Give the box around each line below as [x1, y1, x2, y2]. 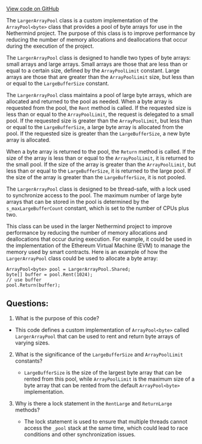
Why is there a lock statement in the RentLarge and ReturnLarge [14, 399, 172, 407]
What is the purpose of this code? [14, 314, 99, 322]
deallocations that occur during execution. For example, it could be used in [6, 235, 192, 243]
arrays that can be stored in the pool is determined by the [6, 198, 150, 205]
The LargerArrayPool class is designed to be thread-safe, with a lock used [6, 185, 191, 192]
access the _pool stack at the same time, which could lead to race [24, 424, 188, 431]
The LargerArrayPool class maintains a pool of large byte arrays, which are [6, 92, 192, 98]
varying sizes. [14, 339, 50, 346]
